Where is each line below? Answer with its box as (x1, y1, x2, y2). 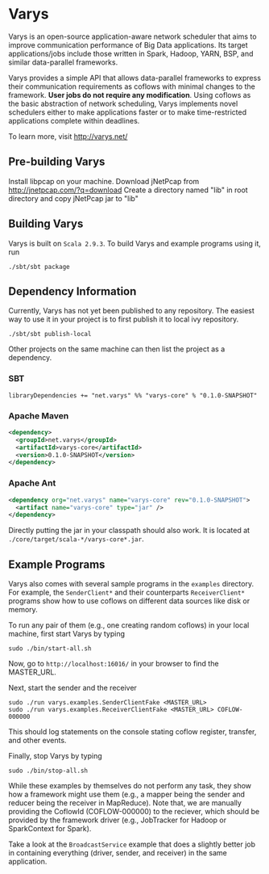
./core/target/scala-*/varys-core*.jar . (8, 534, 144, 544)
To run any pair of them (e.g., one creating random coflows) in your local (8, 620, 250, 630)
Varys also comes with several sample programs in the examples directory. (8, 579, 255, 589)
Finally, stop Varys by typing (8, 751, 102, 761)
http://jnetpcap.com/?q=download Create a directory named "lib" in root (8, 185, 248, 195)
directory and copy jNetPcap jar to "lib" (8, 193, 139, 203)
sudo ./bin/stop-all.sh (8, 767, 89, 775)
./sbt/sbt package (8, 263, 70, 271)
